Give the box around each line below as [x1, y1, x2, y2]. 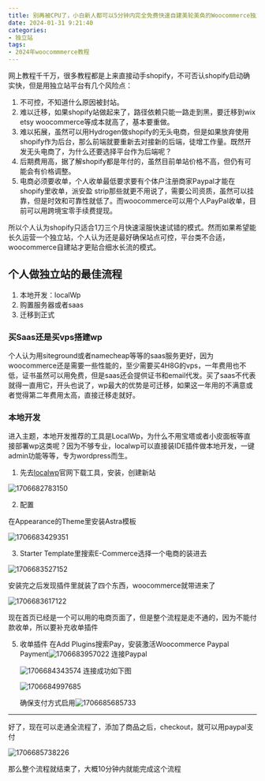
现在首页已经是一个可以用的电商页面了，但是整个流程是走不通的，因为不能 [8, 613, 250, 622]
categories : [8, 26, 47, 34]
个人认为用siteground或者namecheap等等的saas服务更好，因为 [8, 351, 215, 361]
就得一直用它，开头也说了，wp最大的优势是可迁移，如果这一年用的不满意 [8, 380, 247, 390]
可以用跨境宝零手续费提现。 [26, 206, 117, 215]
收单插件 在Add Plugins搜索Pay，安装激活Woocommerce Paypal [19, 640, 230, 649]
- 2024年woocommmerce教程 [8, 48, 90, 56]
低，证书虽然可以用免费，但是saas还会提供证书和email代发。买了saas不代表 [8, 371, 256, 380]
